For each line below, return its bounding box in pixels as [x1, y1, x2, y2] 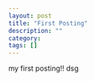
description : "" [8, 26, 63, 34]
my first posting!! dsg [8, 63, 79, 73]
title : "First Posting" [8, 19, 89, 27]
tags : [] [8, 42, 38, 50]
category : [8, 34, 42, 43]
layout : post [8, 11, 52, 20]
